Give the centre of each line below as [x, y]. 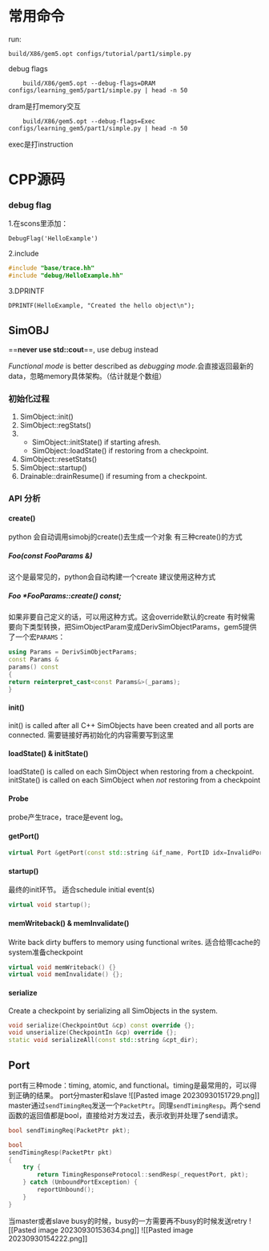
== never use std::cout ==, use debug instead [83, 349]
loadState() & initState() [48, 754]
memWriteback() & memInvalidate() [69, 923]
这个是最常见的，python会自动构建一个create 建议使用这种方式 [112, 577]
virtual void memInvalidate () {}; [66, 975]
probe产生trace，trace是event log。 [68, 817]
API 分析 [24, 499]
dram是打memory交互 [45, 106]
